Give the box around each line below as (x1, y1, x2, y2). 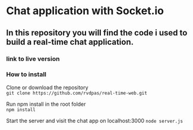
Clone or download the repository (6, 84, 88, 91)
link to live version (6, 54, 60, 63)
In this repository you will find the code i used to (6, 28, 188, 38)
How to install (6, 70, 46, 79)
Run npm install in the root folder (6, 100, 86, 108)
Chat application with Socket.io (6, 4, 164, 18)
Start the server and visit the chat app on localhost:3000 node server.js (6, 117, 183, 124)
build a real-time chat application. (6, 37, 134, 47)
